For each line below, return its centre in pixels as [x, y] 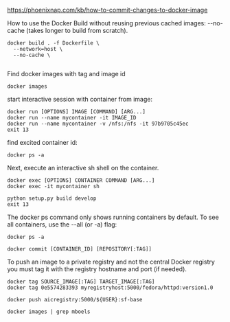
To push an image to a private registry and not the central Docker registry [111, 262]
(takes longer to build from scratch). [77, 31]
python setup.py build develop [52, 198]
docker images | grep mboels [49, 312]
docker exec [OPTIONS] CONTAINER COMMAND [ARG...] [81, 181]
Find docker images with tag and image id [66, 74]
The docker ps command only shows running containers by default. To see [113, 217]
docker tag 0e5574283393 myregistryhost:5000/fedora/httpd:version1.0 [110, 288]
